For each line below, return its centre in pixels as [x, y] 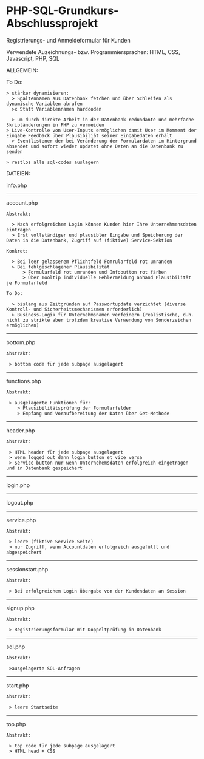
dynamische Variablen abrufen [45, 104]
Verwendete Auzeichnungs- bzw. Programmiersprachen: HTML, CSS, [93, 52]
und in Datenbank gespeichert [45, 468]
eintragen [19, 230]
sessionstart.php [27, 569]
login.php [18, 485]
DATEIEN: [18, 173]
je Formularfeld [27, 283]
